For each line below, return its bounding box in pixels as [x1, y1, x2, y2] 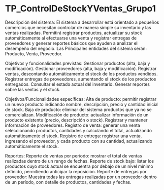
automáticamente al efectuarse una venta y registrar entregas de [5, 35, 137, 41]
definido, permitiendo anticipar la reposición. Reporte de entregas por [5, 168, 147, 174]
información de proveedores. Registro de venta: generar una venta [5, 122, 140, 128]
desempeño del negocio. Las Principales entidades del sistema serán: [5, 45, 147, 51]
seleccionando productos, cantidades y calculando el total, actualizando [5, 127, 152, 133]
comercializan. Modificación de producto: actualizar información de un [5, 112, 149, 117]
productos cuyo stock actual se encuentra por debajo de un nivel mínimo [5, 163, 154, 169]
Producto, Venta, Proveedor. [5, 50, 63, 57]
